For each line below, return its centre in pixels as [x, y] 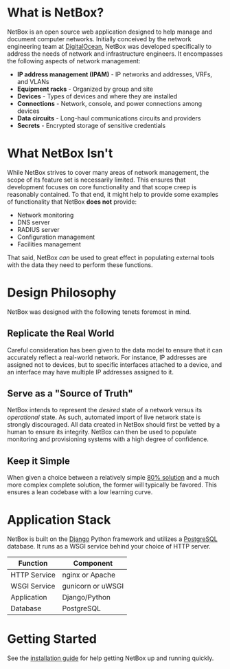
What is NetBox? [56, 13]
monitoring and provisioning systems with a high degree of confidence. [108, 439]
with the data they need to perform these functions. [80, 265]
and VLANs [33, 81]
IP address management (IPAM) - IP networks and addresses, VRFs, [115, 74]
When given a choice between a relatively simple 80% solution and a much [113, 478]
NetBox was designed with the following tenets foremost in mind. [99, 312]
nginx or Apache [89, 575]
